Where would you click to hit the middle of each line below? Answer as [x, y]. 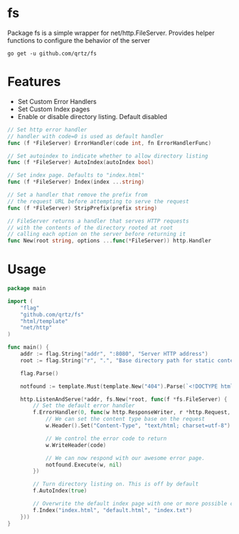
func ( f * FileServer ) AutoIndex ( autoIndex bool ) [81, 163]
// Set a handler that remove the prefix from [78, 195]
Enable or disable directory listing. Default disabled [92, 116]
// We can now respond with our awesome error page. [125, 458]
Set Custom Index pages [54, 109]
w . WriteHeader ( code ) [76, 445]
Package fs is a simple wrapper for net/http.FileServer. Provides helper [111, 33]
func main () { [28, 347]
